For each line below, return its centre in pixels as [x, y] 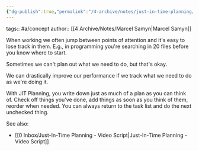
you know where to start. [36, 52]
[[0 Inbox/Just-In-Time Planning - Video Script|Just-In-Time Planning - [101, 135]
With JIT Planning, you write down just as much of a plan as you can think [96, 93]
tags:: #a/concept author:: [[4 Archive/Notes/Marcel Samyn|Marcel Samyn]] [99, 28]
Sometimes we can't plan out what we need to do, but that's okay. [87, 64]
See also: [17, 123]
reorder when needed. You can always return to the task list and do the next [99, 106]
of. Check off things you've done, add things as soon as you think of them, [97, 99]
